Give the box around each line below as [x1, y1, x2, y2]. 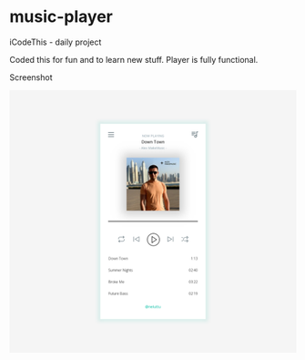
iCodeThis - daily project [9, 36, 102, 47]
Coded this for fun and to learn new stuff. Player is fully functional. [9, 54, 259, 65]
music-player [9, 6, 114, 27]
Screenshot [9, 71, 53, 83]
